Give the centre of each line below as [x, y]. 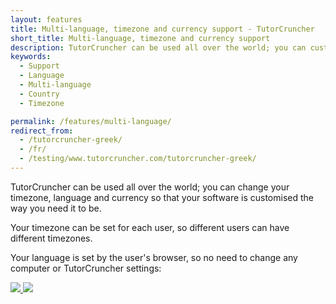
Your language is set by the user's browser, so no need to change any [154, 257]
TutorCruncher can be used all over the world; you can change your [150, 187]
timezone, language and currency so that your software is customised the [162, 197]
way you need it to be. [56, 208]
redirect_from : [42, 131]
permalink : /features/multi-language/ [91, 121]
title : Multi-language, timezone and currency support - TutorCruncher [162, 29]
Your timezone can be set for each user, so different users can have [150, 227]
